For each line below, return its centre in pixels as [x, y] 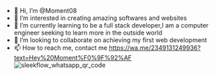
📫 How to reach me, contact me [61, 48]
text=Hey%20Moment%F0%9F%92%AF [73, 58]
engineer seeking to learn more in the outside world [88, 32]
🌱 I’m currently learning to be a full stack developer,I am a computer [111, 25]
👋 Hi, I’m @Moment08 [45, 11]
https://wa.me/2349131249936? [155, 48]
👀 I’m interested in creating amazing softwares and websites [100, 18]
